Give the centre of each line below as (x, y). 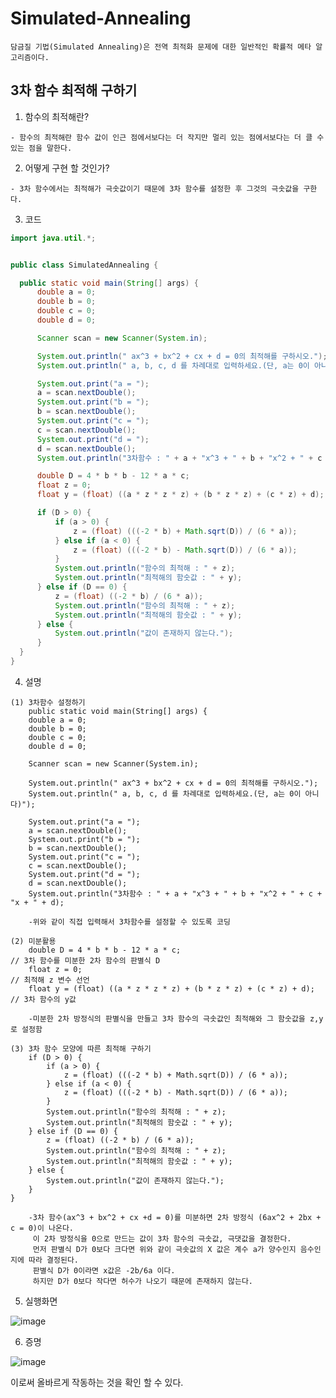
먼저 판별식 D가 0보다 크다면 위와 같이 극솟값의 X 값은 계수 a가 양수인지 (164, 1249)
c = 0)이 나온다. (42, 1228)
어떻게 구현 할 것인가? (67, 168)
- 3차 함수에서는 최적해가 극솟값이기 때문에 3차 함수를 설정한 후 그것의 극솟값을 (155, 188)
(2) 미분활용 (33, 941)
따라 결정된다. (53, 1260)
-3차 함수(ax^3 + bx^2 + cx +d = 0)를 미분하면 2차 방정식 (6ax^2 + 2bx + (175, 1217)
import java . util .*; (53, 238)
